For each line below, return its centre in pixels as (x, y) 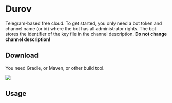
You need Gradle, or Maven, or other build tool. (55, 68)
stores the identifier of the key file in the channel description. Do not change (86, 34)
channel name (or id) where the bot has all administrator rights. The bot (81, 28)
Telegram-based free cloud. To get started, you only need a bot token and (84, 23)
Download (22, 56)
